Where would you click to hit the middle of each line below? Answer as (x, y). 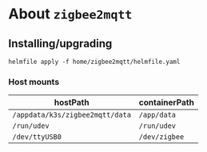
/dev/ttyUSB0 (37, 137)
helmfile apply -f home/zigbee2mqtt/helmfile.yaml (94, 62)
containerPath (166, 102)
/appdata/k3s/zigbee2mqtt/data (72, 115)
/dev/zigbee (161, 137)
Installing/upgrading (60, 44)
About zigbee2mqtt (70, 14)
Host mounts (34, 82)
